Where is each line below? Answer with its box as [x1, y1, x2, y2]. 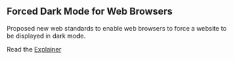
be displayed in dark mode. [6, 31, 86, 40]
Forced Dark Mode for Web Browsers [6, 6, 173, 17]
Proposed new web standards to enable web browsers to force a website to [6, 24, 227, 32]
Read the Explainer [6, 45, 62, 53]
